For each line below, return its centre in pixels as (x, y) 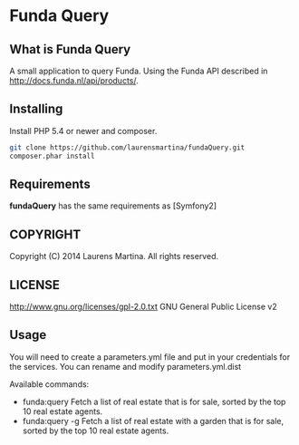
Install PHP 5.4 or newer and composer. (83, 131)
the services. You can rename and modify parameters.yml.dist (125, 366)
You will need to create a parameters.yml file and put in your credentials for (150, 357)
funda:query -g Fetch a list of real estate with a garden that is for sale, (153, 421)
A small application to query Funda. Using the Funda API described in (139, 71)
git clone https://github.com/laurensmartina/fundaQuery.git (127, 147)
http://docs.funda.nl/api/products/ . (74, 81)
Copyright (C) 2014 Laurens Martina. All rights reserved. (114, 256)
